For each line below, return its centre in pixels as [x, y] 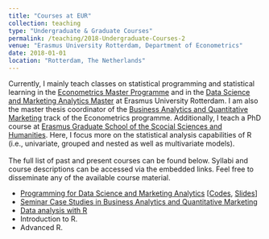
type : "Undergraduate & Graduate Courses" [81, 31]
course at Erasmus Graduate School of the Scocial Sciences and [116, 126]
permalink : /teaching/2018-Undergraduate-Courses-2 [97, 38]
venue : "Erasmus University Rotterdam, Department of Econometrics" [126, 46]
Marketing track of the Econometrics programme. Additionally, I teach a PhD [135, 117]
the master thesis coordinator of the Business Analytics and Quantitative [128, 109]
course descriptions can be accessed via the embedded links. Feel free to [131, 169]
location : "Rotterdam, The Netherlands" [77, 61]
